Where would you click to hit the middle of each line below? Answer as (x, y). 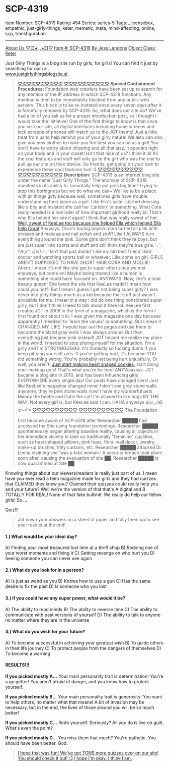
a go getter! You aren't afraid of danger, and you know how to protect (77, 681)
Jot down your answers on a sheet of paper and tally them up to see (88, 519)
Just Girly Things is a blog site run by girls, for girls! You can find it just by (82, 63)
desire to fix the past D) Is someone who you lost (56, 586)
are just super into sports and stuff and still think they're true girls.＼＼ (90, 245)
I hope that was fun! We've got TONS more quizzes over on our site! (88, 753)
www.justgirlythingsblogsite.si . (37, 74)
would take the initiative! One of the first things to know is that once (87, 121)
